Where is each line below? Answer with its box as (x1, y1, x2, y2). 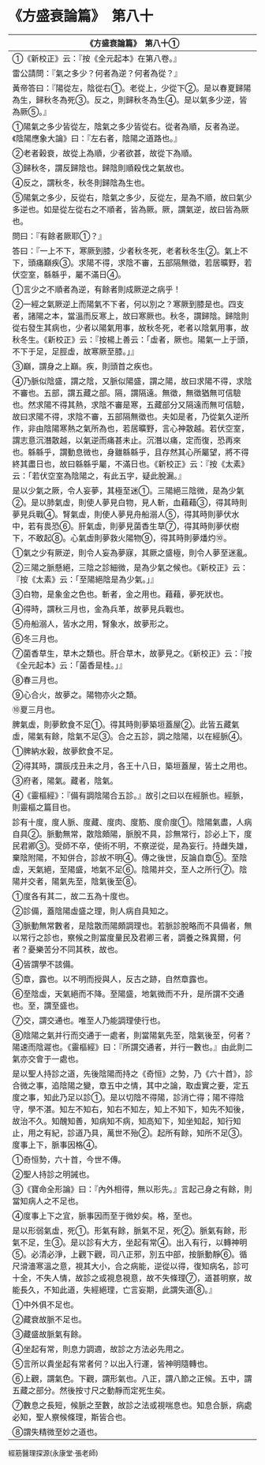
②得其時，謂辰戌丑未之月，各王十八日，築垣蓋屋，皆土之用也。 (12, 760, 252, 771)
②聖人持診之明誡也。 (12, 1169, 95, 1180)
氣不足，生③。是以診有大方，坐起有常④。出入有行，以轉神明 (12, 1237, 248, 1248)
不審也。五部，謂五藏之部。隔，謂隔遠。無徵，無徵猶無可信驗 (12, 388, 242, 399)
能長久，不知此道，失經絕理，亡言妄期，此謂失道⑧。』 (12, 1284, 217, 1295)
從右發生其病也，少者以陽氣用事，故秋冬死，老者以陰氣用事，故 (12, 322, 250, 333)
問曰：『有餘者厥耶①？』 (12, 230, 106, 242)
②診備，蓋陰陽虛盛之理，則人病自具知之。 (12, 905, 174, 916)
